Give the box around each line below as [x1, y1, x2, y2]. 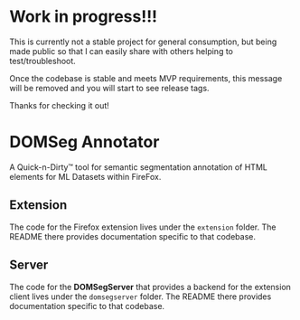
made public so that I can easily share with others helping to [9, 45, 233, 56]
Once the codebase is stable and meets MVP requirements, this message [9, 72, 283, 83]
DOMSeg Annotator [9, 132, 160, 153]
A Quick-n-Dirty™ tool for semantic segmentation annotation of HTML [9, 161, 268, 173]
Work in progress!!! [9, 6, 158, 27]
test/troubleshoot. [9, 55, 77, 66]
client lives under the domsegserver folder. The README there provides [9, 291, 272, 302]
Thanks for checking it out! [9, 99, 110, 110]
